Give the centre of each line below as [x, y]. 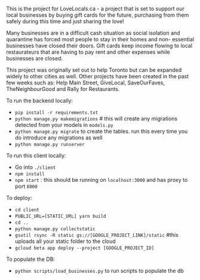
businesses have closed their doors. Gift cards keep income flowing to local [99, 45]
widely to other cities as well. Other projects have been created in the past [98, 76]
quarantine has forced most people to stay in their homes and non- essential [100, 39]
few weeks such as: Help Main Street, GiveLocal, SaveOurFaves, [86, 83]
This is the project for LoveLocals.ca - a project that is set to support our [96, 9]
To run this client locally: [36, 156]
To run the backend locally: [40, 101]
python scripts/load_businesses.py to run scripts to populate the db [99, 271]
